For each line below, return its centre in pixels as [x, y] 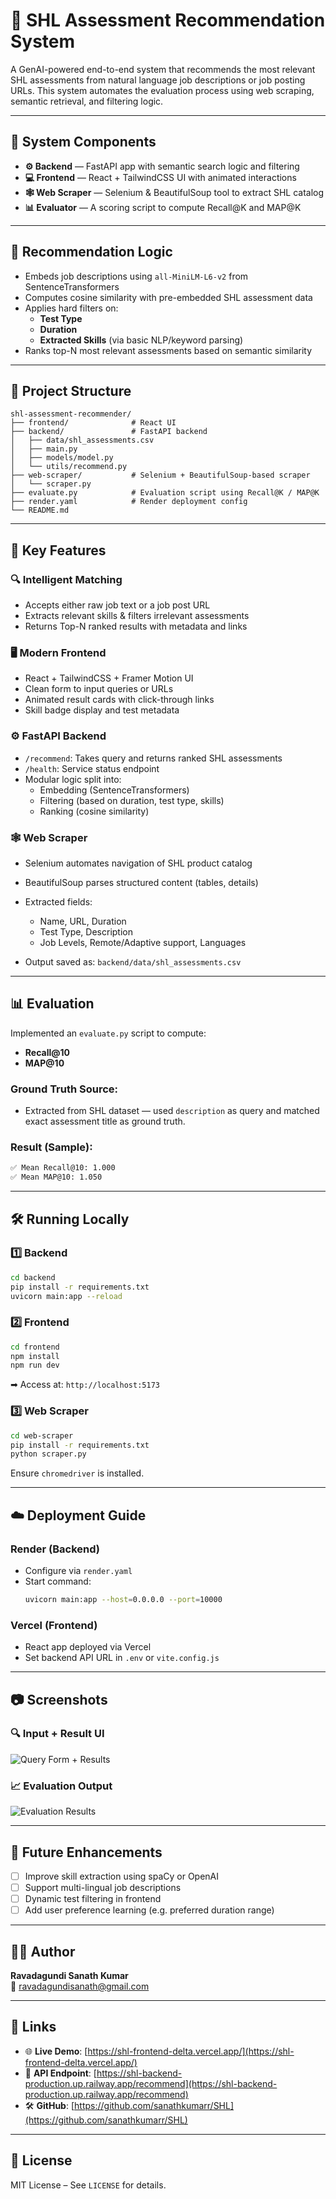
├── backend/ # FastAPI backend [109, 432]
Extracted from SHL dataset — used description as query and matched [172, 1111]
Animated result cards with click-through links [119, 700]
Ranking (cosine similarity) [94, 811]
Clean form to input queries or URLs [99, 689]
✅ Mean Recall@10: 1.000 [63, 1168]
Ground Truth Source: [64, 1089]
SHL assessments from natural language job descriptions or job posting [158, 80]
